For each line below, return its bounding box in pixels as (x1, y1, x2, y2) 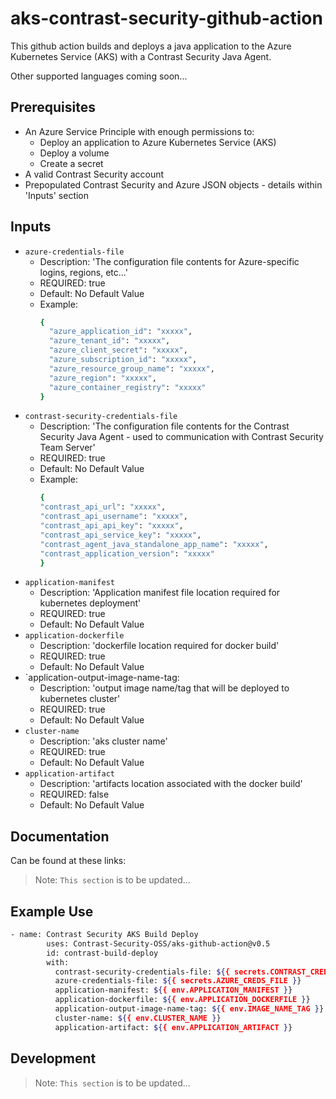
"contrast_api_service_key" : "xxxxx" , (39, 530, 202, 540)
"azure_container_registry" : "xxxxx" (48, 382, 207, 392)
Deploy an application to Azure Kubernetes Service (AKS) (39, 136, 277, 148)
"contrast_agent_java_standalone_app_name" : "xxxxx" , (39, 539, 269, 549)
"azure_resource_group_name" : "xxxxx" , (48, 363, 215, 374)
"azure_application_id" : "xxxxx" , (48, 327, 193, 337)
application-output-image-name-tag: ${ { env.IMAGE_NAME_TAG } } (54, 1004, 325, 1014)
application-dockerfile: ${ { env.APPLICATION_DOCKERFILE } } (54, 995, 311, 1005)
